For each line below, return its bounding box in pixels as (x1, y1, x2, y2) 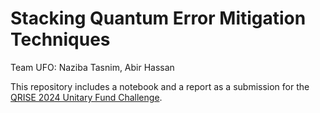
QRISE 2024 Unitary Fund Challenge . (10, 91, 163, 103)
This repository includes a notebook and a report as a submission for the (10, 80, 310, 92)
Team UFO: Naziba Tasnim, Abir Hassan (10, 61, 175, 73)
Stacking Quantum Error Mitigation (10, 7, 307, 30)
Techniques (10, 28, 111, 51)
